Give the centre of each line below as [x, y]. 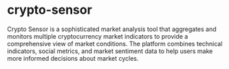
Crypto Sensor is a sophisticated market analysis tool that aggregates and [112, 29]
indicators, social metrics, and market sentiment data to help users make [110, 51]
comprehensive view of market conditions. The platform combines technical [115, 43]
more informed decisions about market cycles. [73, 58]
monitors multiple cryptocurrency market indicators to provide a [98, 36]
